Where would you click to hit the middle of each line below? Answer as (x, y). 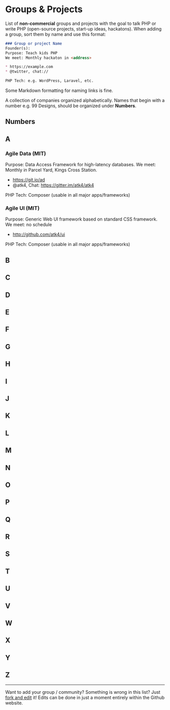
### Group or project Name (34, 43)
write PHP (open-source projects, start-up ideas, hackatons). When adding (83, 28)
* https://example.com (29, 67)
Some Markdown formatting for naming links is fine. (59, 90)
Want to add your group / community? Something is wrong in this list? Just (83, 692)
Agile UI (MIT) (23, 208)
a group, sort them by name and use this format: (56, 34)
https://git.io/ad (29, 180)
